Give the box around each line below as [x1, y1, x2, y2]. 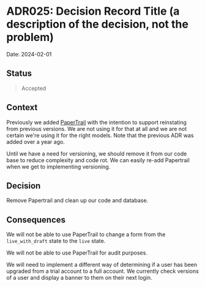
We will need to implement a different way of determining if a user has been [6, 261, 198, 269]
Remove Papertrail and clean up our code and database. [6, 197, 149, 204]
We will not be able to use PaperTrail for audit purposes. [6, 249, 148, 256]
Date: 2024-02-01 [6, 50, 52, 58]
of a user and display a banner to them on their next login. [6, 274, 152, 281]
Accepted [21, 84, 47, 92]
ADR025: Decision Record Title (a [6, 4, 180, 18]
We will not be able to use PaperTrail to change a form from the [6, 231, 166, 238]
